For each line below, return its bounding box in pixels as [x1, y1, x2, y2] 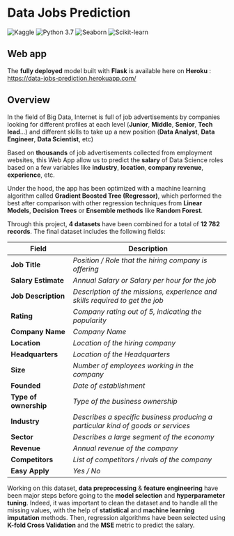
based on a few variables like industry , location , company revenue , [7, 163, 204, 171]
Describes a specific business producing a [72, 412, 213, 422]
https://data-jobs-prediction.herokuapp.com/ [7, 74, 137, 82]
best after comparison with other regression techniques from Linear [7, 198, 203, 207]
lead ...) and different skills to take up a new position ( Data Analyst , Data [7, 127, 215, 136]
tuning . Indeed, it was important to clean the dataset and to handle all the [7, 498, 218, 507]
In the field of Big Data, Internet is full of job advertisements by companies [7, 113, 221, 121]
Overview [7, 94, 51, 106]
